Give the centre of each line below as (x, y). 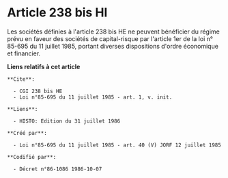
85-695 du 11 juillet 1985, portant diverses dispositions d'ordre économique (113, 46)
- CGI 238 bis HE (38, 91)
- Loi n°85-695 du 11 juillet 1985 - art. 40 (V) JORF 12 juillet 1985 (117, 145)
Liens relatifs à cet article (44, 66)
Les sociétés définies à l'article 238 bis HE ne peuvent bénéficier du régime (113, 31)
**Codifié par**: (32, 157)
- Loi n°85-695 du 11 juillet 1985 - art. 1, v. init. (93, 97)
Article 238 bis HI (57, 13)
